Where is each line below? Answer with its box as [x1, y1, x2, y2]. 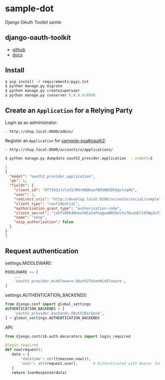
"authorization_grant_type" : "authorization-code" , [14, 206, 122, 211]
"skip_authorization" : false [14, 220, 74, 224]
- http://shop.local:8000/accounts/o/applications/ [5, 147, 113, 152]
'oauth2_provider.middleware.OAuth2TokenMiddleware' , [14, 279, 126, 284]
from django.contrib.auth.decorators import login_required [5, 334, 131, 339]
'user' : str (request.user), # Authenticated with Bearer [20, 361, 153, 366]
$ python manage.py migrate [5, 84, 63, 89]
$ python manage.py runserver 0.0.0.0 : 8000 [5, 93, 96, 98]
